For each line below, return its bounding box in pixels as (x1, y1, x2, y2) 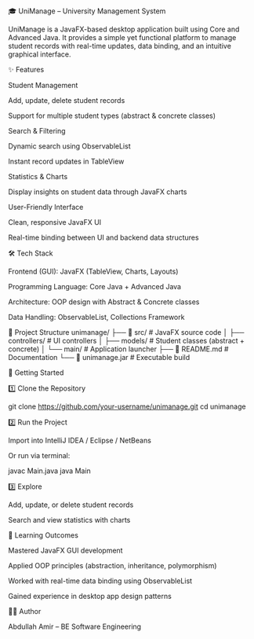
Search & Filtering (8, 127, 66, 135)
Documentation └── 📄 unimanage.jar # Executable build (8, 353, 190, 362)
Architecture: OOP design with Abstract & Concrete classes (8, 297, 200, 307)
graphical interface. (8, 50, 72, 59)
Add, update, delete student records (8, 96, 125, 105)
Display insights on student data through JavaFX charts (8, 187, 187, 196)
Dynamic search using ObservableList (8, 141, 131, 151)
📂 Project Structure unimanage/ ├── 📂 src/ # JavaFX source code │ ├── (8, 328, 245, 336)
